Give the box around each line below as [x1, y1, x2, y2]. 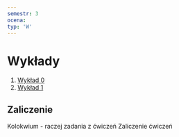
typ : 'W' [7, 23, 33, 30]
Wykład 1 [17, 83, 44, 92]
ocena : [7, 17, 26, 24]
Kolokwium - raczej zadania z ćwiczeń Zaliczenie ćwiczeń [7, 122, 173, 131]
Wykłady [7, 53, 60, 69]
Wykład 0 [17, 76, 45, 84]
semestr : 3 [7, 10, 39, 17]
